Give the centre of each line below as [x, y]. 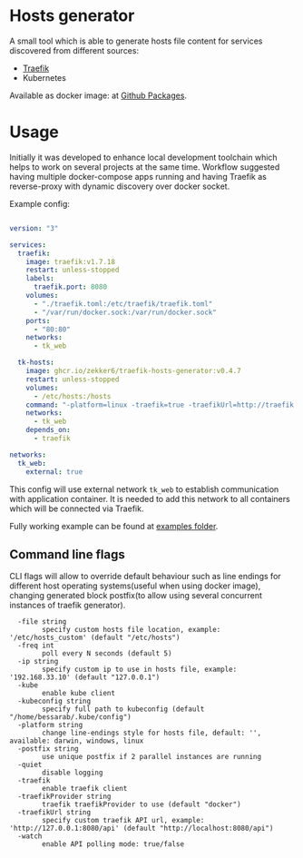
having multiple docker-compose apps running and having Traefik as [138, 176]
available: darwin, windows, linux [77, 741]
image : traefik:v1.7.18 [71, 261]
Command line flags [67, 554]
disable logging [73, 773]
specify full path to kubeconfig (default [123, 709]
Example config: [40, 203]
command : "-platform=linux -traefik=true [105, 405]
